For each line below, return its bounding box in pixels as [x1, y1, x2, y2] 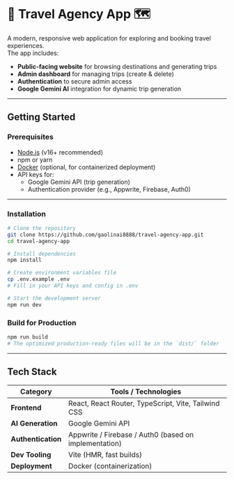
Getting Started [7, 111, 76, 123]
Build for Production [7, 318, 77, 327]
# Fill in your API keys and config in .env [7, 282, 139, 290]
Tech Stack [7, 366, 57, 378]
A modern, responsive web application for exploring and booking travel [7, 33, 211, 42]
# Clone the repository [7, 224, 77, 231]
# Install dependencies [7, 250, 77, 257]
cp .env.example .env [7, 276, 70, 283]
